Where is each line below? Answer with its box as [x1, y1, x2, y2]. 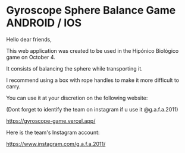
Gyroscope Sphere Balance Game [6, 4, 176, 17]
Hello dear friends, [6, 36, 52, 43]
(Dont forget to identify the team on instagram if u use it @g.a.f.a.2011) [6, 106, 178, 113]
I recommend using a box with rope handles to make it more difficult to [6, 76, 180, 84]
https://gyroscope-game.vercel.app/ [6, 117, 96, 125]
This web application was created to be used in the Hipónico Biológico [6, 47, 179, 54]
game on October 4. [6, 53, 55, 60]
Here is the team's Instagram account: [6, 129, 100, 136]
